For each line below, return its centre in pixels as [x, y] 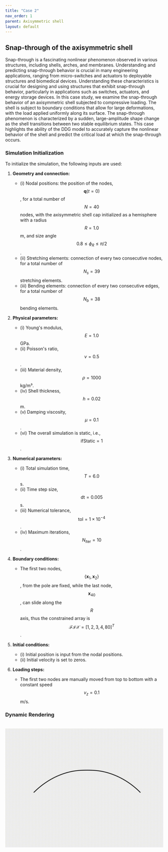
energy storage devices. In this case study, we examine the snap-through [81, 97]
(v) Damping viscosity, [43, 412]
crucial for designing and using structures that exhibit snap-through [75, 87]
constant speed [36, 685]
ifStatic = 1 [92, 441]
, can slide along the [41, 602]
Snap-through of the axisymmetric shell [69, 48]
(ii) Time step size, [39, 489]
